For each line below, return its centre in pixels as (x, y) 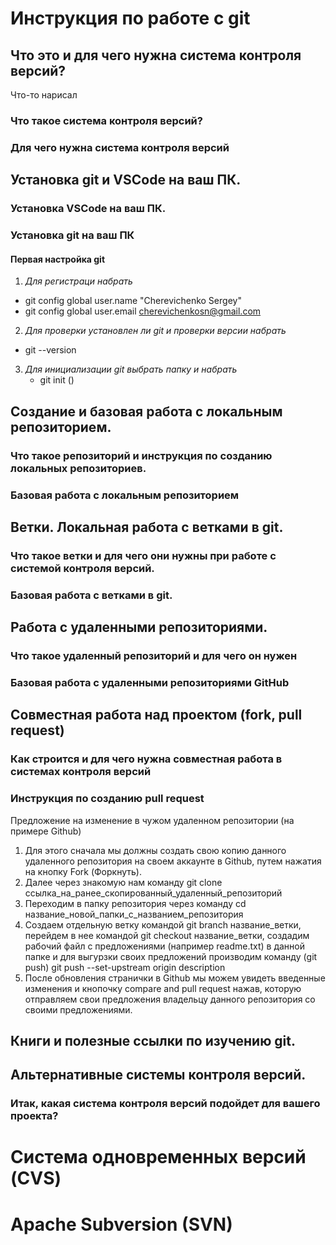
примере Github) (46, 831)
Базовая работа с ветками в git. (91, 595)
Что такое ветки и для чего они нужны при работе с (143, 555)
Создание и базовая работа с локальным (146, 411)
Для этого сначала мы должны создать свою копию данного (155, 850)
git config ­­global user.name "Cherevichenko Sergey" (133, 301)
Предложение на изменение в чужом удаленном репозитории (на (152, 820)
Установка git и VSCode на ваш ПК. (126, 180)
